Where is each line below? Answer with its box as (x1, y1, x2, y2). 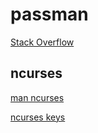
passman (10, 3, 89, 26)
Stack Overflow (10, 36, 75, 48)
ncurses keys (10, 111, 66, 123)
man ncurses (10, 91, 65, 103)
